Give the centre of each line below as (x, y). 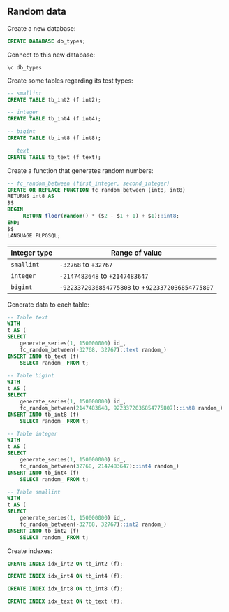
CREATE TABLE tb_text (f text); (54, 157)
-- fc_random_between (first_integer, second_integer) (89, 183)
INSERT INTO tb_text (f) (43, 356)
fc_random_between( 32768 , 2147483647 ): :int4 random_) (99, 466)
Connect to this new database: (51, 55)
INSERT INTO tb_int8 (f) (43, 415)
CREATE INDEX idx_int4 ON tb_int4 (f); (65, 576)
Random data (37, 12)
